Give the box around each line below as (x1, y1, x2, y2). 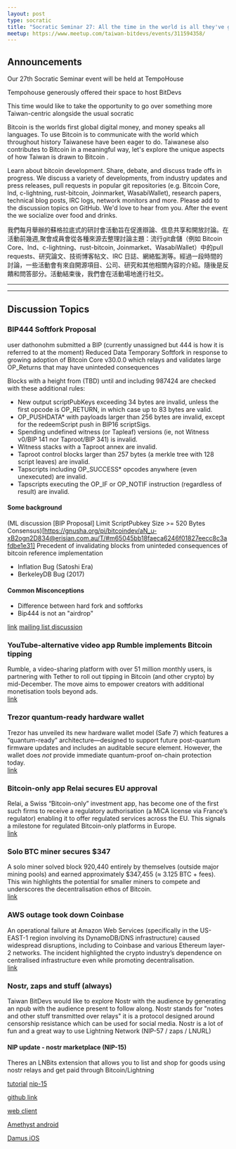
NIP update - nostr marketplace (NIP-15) (7, 1043, 127, 1051)
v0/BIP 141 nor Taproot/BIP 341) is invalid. (17, 435, 138, 443)
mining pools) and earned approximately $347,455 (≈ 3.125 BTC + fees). (7, 870, 216, 878)
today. (7, 758, 26, 767)
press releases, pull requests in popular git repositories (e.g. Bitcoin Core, (7, 181, 221, 190)
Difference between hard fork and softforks (17, 602, 143, 610)
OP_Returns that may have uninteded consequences (7, 363, 159, 371)
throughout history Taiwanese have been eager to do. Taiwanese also (7, 138, 209, 146)
